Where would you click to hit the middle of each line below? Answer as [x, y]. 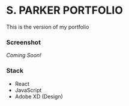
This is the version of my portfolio [48, 27]
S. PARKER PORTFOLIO [64, 10]
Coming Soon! [24, 55]
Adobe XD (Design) [39, 96]
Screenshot [23, 42]
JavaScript [28, 90]
